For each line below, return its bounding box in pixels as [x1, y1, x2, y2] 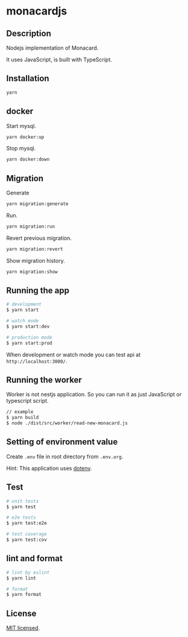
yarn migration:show [6, 269, 58, 275]
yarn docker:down [6, 156, 50, 162]
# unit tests [6, 498, 39, 504]
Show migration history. [6, 257, 65, 264]
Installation [6, 74, 49, 84]
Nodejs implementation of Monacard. [6, 44, 99, 51]
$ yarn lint [6, 575, 36, 581]
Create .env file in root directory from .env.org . [6, 453, 124, 460]
